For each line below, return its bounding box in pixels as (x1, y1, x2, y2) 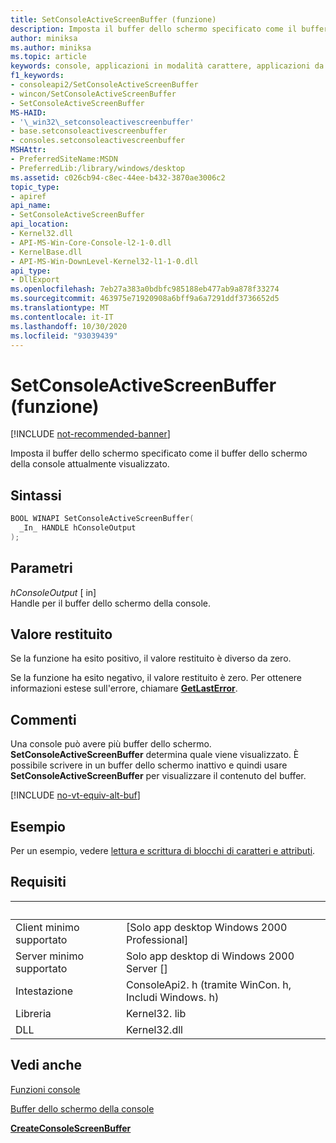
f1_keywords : (10, 71, 65, 81)
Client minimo (15, 920, 80, 934)
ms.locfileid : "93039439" (10, 331, 118, 341)
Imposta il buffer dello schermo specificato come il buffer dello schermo (10, 447, 308, 460)
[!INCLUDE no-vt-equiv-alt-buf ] (10, 789, 141, 801)
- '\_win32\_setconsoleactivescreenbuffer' (10, 117, 195, 127)
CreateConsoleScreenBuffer (10, 1122, 132, 1134)
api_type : (10, 266, 52, 276)
